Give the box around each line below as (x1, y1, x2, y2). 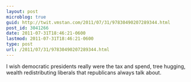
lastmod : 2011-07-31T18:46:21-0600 (6, 36, 94, 42)
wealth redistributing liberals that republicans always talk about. (6, 69, 161, 76)
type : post (6, 42, 33, 47)
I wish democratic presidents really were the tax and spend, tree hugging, (6, 63, 186, 70)
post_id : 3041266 (6, 25, 49, 31)
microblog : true (6, 14, 46, 20)
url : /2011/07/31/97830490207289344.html (6, 47, 110, 53)
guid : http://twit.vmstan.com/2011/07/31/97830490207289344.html (6, 19, 170, 25)
